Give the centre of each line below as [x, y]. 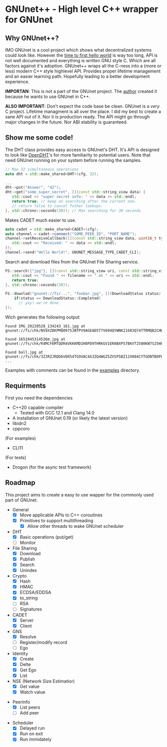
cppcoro [21, 428]
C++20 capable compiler [38, 407]
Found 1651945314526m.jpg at [35, 339]
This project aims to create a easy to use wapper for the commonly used [80, 495]
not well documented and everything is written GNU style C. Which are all [81, 60]
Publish [27, 559]
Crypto [19, 576]
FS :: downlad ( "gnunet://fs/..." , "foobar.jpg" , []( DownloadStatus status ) [83, 294]
